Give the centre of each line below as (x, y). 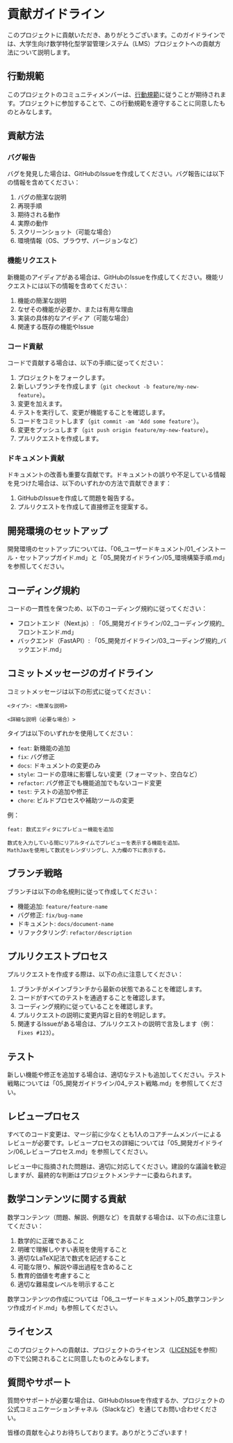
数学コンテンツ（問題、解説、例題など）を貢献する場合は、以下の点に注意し (117, 1217)
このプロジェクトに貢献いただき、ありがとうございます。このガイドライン (113, 35)
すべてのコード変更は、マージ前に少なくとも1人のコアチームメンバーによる (114, 1134)
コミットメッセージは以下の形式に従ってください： (80, 691)
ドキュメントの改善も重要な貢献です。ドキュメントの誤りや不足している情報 (116, 475)
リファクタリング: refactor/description (74, 932)
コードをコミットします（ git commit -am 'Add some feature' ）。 (110, 421)
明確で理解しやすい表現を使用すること (72, 1249)
